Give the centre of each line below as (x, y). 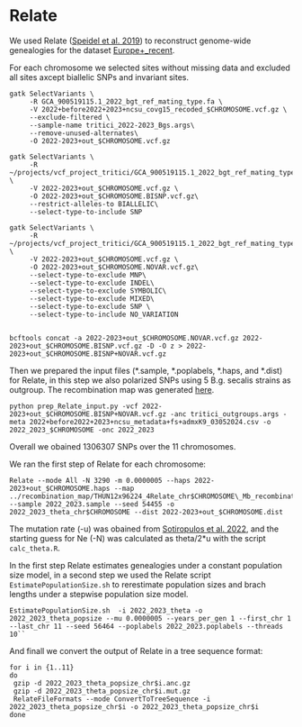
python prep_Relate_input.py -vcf (74, 406)
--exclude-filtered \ (70, 117)
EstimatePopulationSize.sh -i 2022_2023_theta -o (106, 610)
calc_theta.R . (35, 548)
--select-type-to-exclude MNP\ (88, 275)
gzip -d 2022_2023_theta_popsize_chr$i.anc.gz (102, 683)
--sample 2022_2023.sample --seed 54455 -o (92, 504)
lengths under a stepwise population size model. (99, 594)
